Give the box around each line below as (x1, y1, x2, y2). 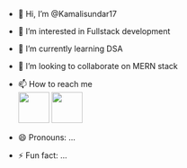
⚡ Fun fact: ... (17, 150, 67, 161)
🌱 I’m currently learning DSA (17, 43, 123, 54)
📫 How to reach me (17, 79, 93, 89)
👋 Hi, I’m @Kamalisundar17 (17, 9, 117, 19)
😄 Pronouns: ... (17, 132, 76, 143)
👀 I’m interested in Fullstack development (17, 26, 171, 36)
